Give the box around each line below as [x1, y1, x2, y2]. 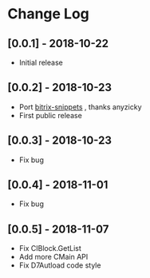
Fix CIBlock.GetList [18, 244, 81, 253]
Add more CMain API [18, 252, 89, 262]
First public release [18, 110, 83, 120]
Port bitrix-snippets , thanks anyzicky [18, 101, 142, 112]
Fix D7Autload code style [18, 260, 101, 270]
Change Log [7, 5, 89, 23]
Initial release [18, 58, 63, 67]
